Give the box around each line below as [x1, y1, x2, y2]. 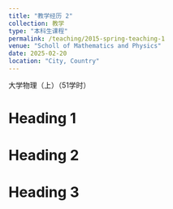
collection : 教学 [8, 19, 65, 28]
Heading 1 [8, 109, 77, 128]
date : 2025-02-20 [8, 49, 67, 58]
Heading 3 [8, 183, 80, 202]
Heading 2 [8, 147, 80, 164]
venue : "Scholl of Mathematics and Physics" [8, 42, 162, 50]
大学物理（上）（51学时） [8, 80, 91, 90]
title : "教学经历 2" [8, 11, 73, 20]
